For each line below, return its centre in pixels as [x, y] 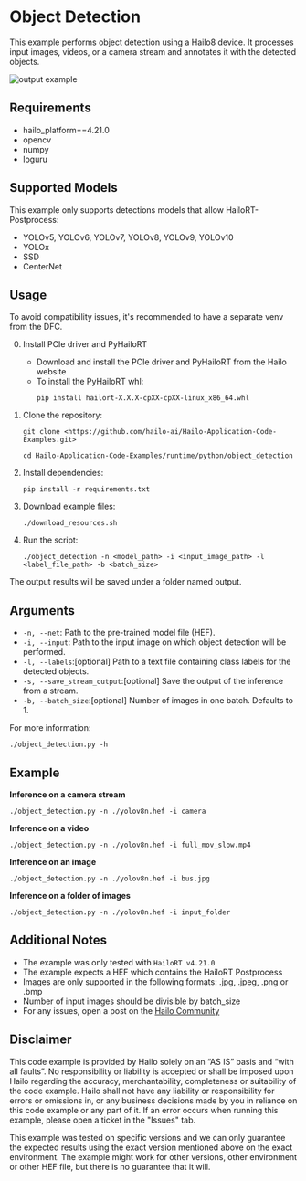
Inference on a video [49, 828]
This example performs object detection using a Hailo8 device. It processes [152, 42]
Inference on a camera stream [68, 795]
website [51, 372]
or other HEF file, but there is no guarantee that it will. [110, 1166]
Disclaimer [41, 1040]
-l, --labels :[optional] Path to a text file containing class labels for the [157, 662]
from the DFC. [36, 327]
